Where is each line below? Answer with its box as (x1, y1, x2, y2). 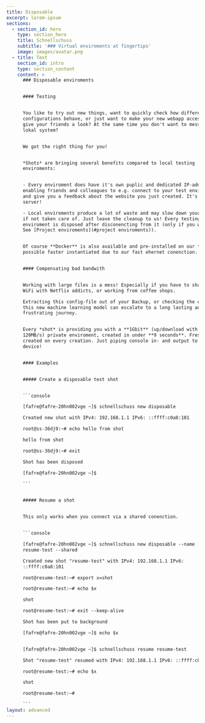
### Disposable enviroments (22, 77, 95, 83)
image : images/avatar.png (17, 49, 84, 55)
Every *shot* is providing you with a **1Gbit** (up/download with (22, 327, 198, 333)
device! (22, 343, 43, 349)
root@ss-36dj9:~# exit (22, 448, 81, 454)
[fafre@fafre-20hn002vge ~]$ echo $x (22, 629, 119, 636)
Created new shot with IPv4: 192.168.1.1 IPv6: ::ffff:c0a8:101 (22, 415, 190, 421)
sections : (6, 20, 32, 26)
